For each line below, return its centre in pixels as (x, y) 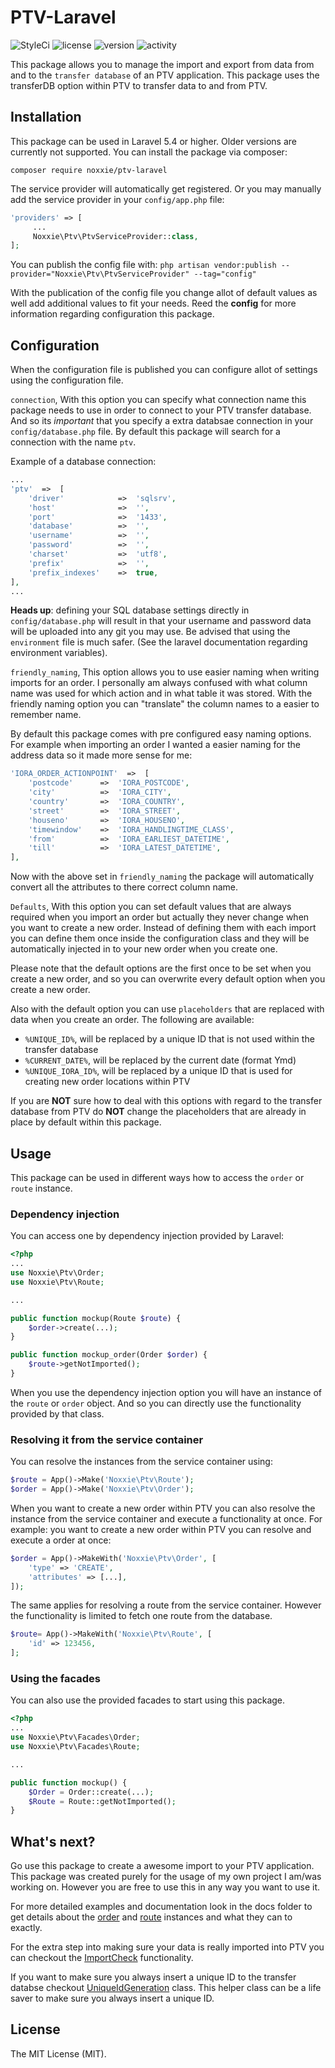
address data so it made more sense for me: (101, 755)
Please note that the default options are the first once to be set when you (161, 968)
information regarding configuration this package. (112, 314)
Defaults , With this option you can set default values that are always (151, 907)
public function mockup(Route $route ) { (96, 1318)
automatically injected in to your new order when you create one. (144, 949)
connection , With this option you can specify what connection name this (158, 400)
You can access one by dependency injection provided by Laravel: (147, 1236)
